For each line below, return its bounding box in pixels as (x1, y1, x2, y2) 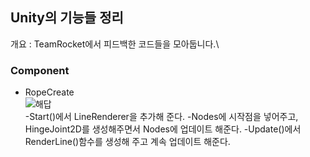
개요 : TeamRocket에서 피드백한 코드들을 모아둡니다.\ (10, 38, 220, 50)
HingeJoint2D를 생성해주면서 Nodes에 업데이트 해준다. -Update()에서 (24, 123, 302, 135)
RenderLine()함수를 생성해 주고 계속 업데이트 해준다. (24, 136, 231, 148)
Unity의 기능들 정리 (10, 9, 124, 27)
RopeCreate (24, 86, 75, 98)
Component (10, 63, 70, 77)
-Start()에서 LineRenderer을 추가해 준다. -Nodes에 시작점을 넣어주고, (24, 111, 299, 123)
